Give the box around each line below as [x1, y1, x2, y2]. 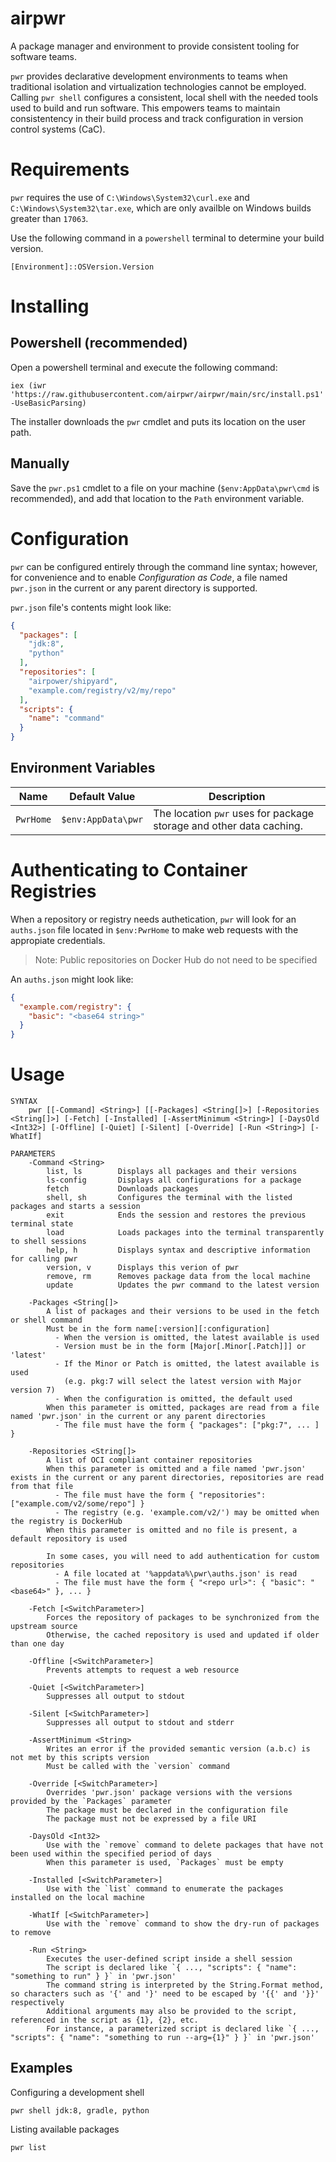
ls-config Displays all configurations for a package [46, 1175, 302, 1186]
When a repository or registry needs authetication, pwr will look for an [10, 913, 297, 925]
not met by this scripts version [10, 1753, 150, 1763]
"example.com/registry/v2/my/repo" [28, 685, 177, 696]
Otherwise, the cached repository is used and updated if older [46, 1630, 320, 1641]
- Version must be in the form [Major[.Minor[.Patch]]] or [54, 1342, 307, 1352]
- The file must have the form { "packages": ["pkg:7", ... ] [54, 1420, 320, 1431]
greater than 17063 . [10, 212, 89, 224]
